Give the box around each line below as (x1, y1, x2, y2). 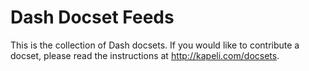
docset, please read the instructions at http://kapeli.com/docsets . (10, 49, 280, 61)
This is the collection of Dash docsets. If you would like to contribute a (10, 39, 300, 51)
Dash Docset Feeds (10, 6, 175, 29)
